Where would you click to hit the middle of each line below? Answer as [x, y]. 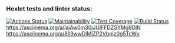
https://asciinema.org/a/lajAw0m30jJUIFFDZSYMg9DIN [74, 27]
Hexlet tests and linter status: [49, 9]
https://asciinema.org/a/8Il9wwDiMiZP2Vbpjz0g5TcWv [73, 34]
